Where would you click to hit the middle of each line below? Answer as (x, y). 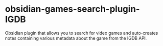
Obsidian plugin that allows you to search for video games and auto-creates (81, 33)
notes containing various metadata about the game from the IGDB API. (76, 38)
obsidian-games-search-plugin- (73, 9)
